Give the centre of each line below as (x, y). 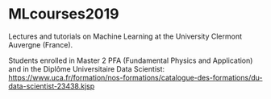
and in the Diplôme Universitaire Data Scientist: (87, 68)
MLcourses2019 (64, 14)
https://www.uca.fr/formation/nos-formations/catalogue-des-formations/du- (135, 77)
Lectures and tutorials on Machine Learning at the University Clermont (125, 36)
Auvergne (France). (41, 44)
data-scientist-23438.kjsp (52, 86)
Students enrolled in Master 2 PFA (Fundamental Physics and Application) (131, 60)
